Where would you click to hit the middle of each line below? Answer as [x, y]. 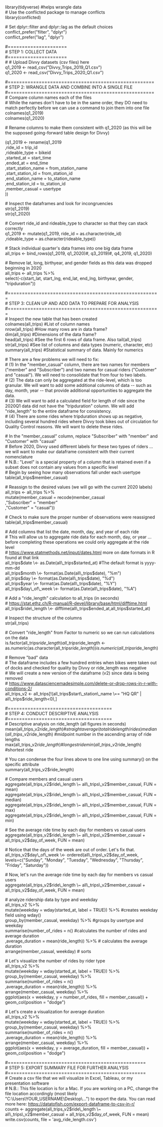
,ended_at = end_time [27, 163]
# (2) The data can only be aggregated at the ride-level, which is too [73, 380]
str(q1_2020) [18, 214]
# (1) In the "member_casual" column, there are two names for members [77, 364]
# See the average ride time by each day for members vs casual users [75, 830]
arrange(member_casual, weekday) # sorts [48, 951]
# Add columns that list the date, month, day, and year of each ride [72, 532]
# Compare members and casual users [44, 779]
